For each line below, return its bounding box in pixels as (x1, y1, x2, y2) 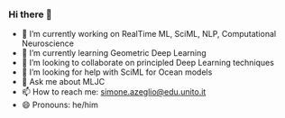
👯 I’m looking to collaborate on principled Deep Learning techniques (21, 58, 274, 68)
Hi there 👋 (8, 8, 53, 21)
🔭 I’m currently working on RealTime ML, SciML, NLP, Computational (21, 29, 277, 40)
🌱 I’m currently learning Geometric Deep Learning (21, 48, 207, 59)
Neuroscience (21, 38, 74, 49)
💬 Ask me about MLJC (21, 77, 106, 87)
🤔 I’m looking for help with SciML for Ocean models (21, 67, 213, 77)
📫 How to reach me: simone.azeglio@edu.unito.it (21, 86, 207, 97)
